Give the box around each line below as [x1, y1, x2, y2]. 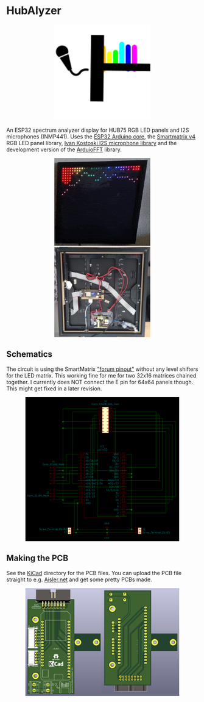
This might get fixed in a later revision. [6, 385, 102, 392]
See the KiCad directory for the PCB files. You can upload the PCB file [6, 569, 181, 576]
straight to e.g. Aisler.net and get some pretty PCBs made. [6, 576, 152, 583]
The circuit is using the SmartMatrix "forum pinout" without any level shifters [6, 365, 199, 373]
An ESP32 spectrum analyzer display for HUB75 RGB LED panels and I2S [6, 126, 189, 134]
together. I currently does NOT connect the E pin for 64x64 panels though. [6, 378, 194, 385]
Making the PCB [6, 553, 69, 564]
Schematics [6, 349, 53, 360]
